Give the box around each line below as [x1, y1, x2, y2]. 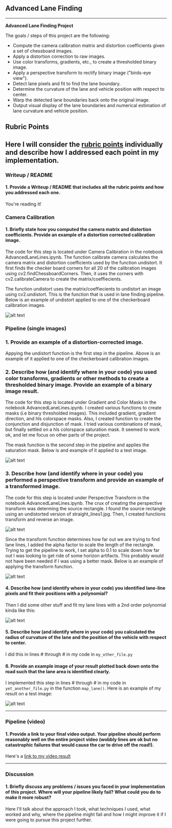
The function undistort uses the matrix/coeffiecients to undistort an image [5, 285, 161, 292]
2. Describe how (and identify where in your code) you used [5, 368, 157, 376]
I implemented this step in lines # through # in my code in [5, 680, 126, 686]
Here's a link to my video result [5, 753, 71, 759]
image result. [5, 387, 39, 395]
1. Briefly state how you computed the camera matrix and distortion [5, 226, 152, 233]
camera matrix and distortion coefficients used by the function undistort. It [5, 259, 162, 265]
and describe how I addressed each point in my [5, 148, 159, 157]
